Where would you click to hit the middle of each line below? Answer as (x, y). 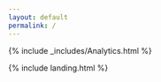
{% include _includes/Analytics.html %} (80, 50)
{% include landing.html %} (58, 68)
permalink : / (32, 26)
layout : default (38, 17)
